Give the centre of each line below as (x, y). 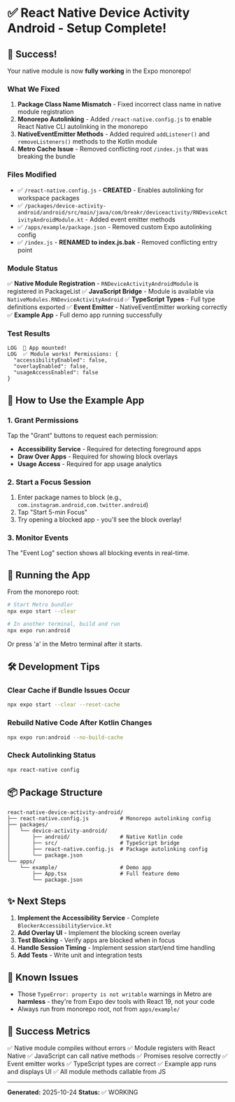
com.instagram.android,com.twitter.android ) (83, 505)
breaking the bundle (46, 156)
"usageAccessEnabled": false (56, 373)
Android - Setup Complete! (87, 28)
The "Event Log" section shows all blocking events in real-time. (99, 553)
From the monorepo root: (43, 592)
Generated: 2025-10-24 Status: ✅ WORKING (73, 1092)
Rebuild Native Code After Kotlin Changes (80, 723)
